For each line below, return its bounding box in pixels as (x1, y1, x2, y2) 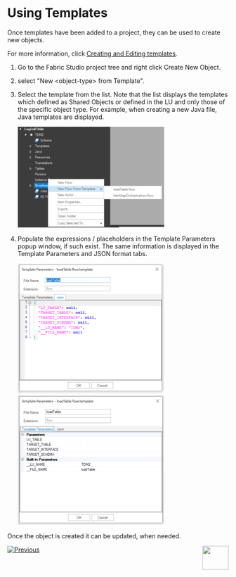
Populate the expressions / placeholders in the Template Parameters (17, 234, 216, 243)
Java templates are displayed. (17, 113, 105, 121)
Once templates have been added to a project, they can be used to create (7, 28, 221, 37)
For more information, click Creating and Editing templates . (7, 49, 178, 58)
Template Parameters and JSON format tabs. (17, 249, 147, 258)
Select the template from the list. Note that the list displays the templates (17, 90, 228, 99)
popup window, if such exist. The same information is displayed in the (17, 241, 220, 251)
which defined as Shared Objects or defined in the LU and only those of (17, 97, 225, 106)
